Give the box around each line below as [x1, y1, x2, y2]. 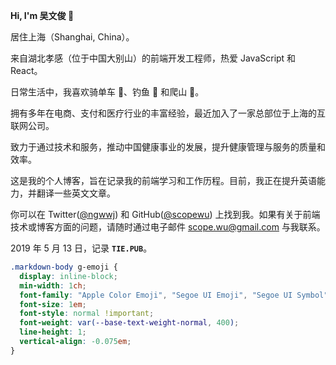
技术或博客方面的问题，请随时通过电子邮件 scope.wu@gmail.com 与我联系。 [10, 221, 326, 233]
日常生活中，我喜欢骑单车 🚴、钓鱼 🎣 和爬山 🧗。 [10, 86, 205, 98]
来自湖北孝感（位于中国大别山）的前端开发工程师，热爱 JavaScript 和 [10, 52, 297, 64]
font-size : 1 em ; [19, 299, 87, 309]
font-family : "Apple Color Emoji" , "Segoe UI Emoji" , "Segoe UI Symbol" [19, 290, 329, 300]
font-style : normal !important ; [19, 309, 155, 319]
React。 [10, 65, 43, 76]
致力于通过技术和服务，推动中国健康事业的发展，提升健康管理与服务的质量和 [10, 141, 326, 153]
